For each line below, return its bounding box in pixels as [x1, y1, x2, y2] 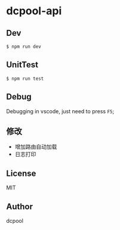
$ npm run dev [6, 43, 42, 49]
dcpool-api [6, 4, 62, 18]
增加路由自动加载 [14, 143, 57, 150]
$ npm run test [6, 76, 44, 82]
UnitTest [6, 60, 39, 70]
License [6, 168, 36, 178]
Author [6, 201, 33, 212]
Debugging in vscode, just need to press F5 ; [6, 107, 115, 114]
